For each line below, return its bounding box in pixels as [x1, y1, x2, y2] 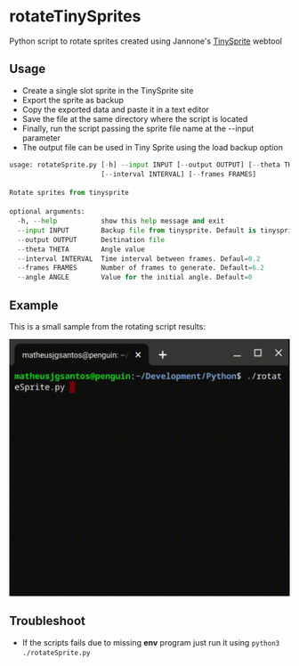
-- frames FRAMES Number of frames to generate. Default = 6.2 [17, 264, 265, 272]
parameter [21, 132, 61, 143]
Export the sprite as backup [21, 94, 125, 105]
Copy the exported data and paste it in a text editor [21, 104, 209, 115]
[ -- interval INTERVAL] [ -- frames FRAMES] [101, 169, 256, 179]
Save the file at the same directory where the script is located [21, 113, 248, 124]
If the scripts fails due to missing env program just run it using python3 [21, 637, 280, 647]
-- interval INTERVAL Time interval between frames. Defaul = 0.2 [17, 254, 261, 264]
